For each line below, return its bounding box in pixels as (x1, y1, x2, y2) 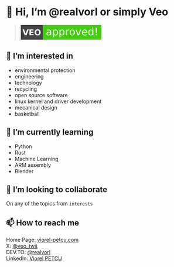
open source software (14, 91, 69, 98)
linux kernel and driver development (14, 98, 102, 105)
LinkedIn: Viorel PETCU (6, 255, 63, 262)
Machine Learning (14, 155, 59, 162)
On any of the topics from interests (6, 200, 93, 207)
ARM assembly (14, 161, 52, 169)
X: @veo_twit (6, 242, 38, 249)
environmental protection (14, 67, 76, 74)
